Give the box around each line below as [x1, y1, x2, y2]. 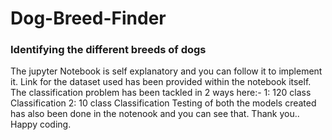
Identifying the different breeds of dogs [10, 43, 207, 57]
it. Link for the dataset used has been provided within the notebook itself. [10, 76, 312, 88]
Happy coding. [10, 118, 72, 131]
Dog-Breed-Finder [10, 7, 167, 30]
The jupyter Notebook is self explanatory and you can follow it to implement [10, 65, 323, 77]
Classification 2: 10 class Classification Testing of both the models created [10, 97, 317, 109]
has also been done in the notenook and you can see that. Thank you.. [10, 108, 300, 120]
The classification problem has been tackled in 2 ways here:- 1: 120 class [10, 87, 312, 99]
